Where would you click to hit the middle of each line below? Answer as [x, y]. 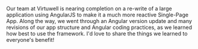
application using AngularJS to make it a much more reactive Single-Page [97, 15]
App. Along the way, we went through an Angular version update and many [99, 21]
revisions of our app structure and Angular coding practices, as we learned [99, 27]
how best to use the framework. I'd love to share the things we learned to [97, 34]
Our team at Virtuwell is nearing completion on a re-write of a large [89, 9]
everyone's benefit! [30, 40]
